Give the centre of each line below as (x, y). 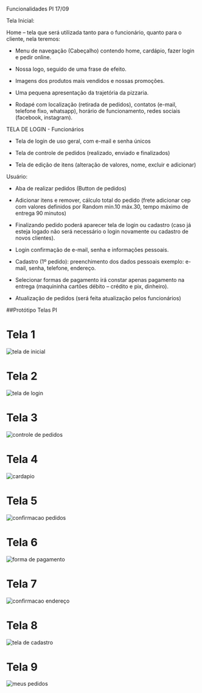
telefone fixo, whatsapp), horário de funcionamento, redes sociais (98, 111)
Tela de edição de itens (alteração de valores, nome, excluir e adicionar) (106, 165)
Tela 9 (22, 667)
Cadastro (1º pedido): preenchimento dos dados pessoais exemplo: (99, 261)
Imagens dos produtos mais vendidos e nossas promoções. (90, 81)
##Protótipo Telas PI (32, 310)
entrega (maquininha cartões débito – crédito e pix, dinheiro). (92, 286)
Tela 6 (22, 542)
